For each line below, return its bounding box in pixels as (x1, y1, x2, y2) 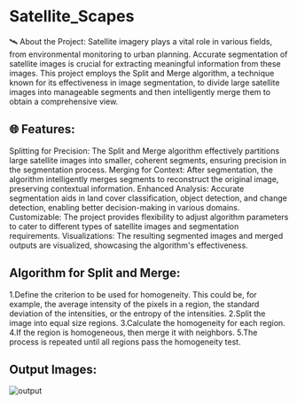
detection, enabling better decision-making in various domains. (9, 202, 240, 212)
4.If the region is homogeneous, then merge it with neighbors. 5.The (9, 327, 258, 337)
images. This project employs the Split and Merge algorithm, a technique (9, 67, 275, 78)
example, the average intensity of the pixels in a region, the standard (9, 298, 260, 309)
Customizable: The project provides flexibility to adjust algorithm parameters (9, 211, 289, 222)
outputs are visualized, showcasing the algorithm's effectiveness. (9, 240, 248, 250)
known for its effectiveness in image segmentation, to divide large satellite (9, 77, 280, 88)
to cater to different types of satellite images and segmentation (9, 220, 239, 232)
